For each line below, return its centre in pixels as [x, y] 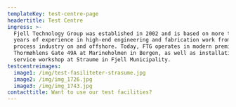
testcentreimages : [34, 66]
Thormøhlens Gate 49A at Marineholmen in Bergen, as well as [105, 53]
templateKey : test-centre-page [53, 14]
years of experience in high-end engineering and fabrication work [114, 40]
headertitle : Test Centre [45, 20]
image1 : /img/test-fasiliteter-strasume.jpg [80, 73]
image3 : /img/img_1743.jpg [53, 86]
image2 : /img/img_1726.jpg [53, 79]
